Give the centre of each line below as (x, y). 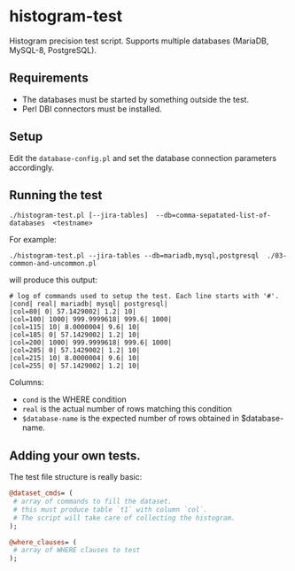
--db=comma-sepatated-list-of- (213, 216)
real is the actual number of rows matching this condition (127, 409)
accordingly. (32, 167)
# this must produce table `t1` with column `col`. (110, 509)
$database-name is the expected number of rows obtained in (130, 419)
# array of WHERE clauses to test (77, 551)
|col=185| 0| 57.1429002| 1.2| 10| (75, 335)
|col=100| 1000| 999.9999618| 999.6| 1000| (91, 320)
